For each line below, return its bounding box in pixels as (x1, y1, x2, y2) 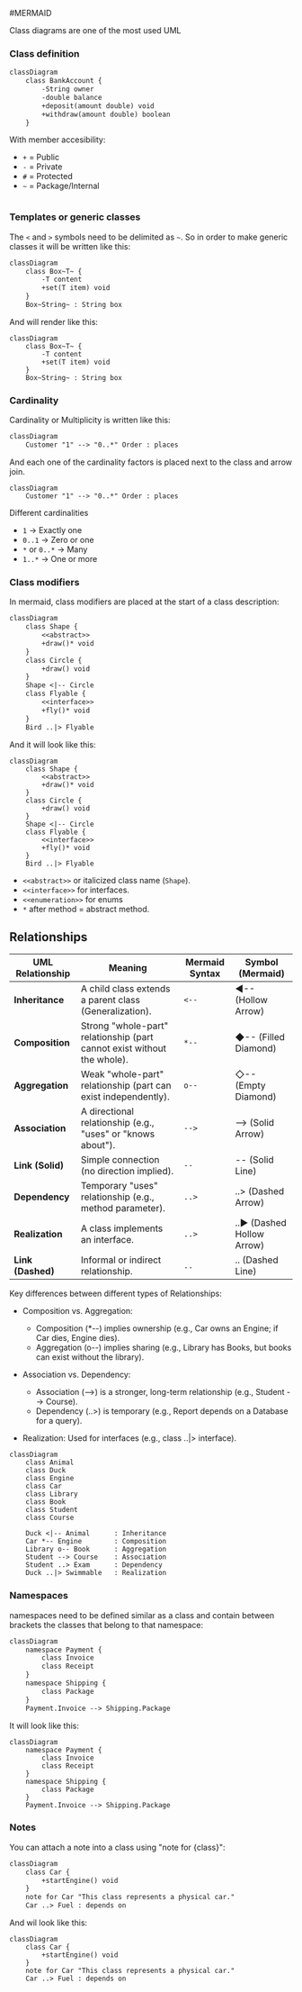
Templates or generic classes (9, 211, 141, 223)
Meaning (108, 962, 147, 974)
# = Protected (22, 171, 74, 182)
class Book (25, 1498, 67, 1507)
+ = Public (22, 152, 60, 163)
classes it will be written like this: (9, 240, 131, 251)
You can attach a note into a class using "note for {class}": (9, 1842, 226, 1852)
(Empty (235, 1080, 266, 1092)
